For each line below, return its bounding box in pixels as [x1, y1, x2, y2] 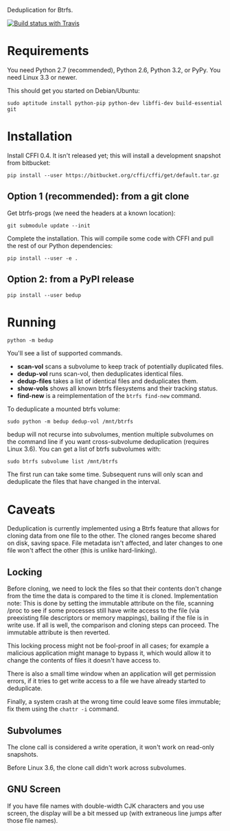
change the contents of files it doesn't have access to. [7, 656, 161, 665]
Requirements [7, 43, 89, 59]
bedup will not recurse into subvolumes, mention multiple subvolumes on [7, 430, 214, 439]
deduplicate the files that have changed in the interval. [7, 478, 161, 486]
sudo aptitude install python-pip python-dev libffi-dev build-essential [7, 100, 223, 107]
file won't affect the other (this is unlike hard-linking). [7, 546, 157, 555]
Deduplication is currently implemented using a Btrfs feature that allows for [7, 524, 220, 533]
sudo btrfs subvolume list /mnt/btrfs [7, 458, 118, 465]
